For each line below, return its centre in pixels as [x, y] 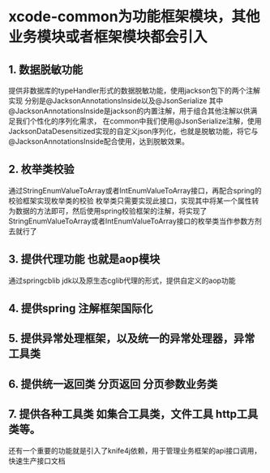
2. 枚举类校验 [41, 169]
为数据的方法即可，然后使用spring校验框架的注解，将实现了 [108, 210]
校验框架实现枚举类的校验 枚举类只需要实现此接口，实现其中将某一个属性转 [134, 201]
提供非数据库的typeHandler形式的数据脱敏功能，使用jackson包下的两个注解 [135, 91]
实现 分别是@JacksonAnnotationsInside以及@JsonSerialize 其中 [116, 101]
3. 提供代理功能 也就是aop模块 [84, 260]
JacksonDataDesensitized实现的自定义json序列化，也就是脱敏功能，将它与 [133, 131]
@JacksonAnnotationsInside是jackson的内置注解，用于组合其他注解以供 [129, 111]
